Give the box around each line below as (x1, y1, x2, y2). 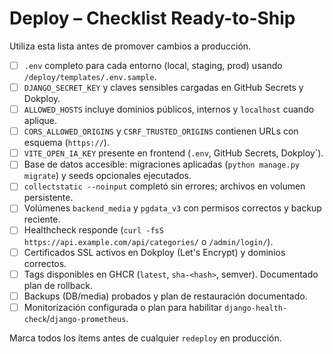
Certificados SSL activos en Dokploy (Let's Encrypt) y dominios (23, 246, 286, 258)
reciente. (23, 213, 61, 226)
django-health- (223, 303, 288, 313)
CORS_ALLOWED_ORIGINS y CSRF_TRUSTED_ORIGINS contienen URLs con (23, 125, 299, 137)
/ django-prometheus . (46, 312, 129, 324)
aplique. (23, 115, 58, 127)
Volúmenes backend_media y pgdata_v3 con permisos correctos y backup (23, 202, 322, 214)
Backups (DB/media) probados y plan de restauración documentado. (23, 290, 308, 302)
